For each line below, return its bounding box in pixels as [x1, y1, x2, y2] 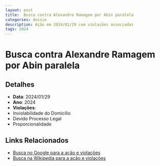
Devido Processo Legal [12, 116, 62, 122]
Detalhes [5, 80, 35, 89]
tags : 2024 [5, 27, 29, 32]
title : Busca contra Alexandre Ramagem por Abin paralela [5, 12, 134, 17]
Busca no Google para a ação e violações [12, 150, 101, 156]
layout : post [5, 7, 33, 13]
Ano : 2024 [12, 99, 36, 105]
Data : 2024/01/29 [12, 94, 50, 100]
